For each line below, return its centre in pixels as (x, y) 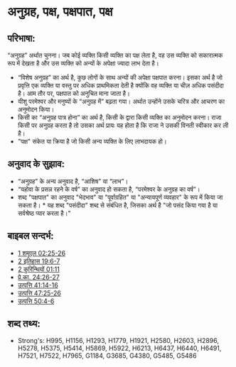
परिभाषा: (21, 38)
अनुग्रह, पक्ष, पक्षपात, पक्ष (60, 12)
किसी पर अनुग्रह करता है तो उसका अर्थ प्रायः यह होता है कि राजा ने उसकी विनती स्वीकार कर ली (123, 125)
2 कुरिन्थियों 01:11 (39, 269)
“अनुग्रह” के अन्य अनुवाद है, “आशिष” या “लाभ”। (73, 181)
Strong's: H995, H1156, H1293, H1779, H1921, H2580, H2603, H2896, (118, 341)
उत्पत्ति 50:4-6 (36, 301)
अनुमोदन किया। (36, 109)
